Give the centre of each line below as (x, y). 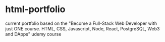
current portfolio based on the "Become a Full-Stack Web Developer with (81, 23)
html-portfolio (35, 9)
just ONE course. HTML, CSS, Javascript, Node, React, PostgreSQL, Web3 (82, 28)
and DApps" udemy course (33, 34)
